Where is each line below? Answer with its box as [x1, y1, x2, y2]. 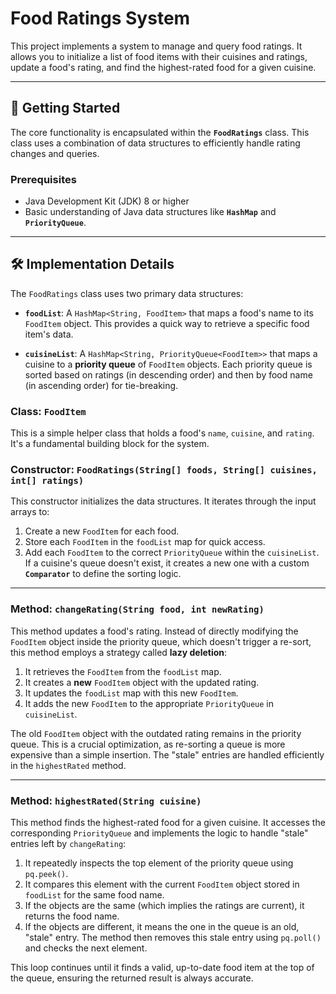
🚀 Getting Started [10, 100, 121, 117]
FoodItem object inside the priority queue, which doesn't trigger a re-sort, [10, 635, 312, 647]
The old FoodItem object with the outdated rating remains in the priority [10, 727, 302, 739]
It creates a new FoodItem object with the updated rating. [24, 676, 260, 688]
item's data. [24, 328, 74, 340]
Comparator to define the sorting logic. [24, 568, 182, 580]
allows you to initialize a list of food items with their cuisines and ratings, [10, 50, 308, 62]
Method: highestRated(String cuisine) [10, 793, 202, 807]
